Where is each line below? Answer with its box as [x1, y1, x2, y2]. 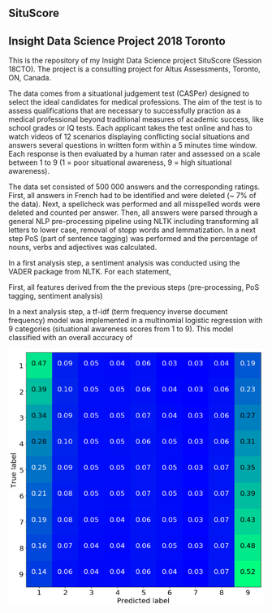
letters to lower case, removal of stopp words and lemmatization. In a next [8, 225, 256, 235]
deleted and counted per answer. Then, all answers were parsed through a [8, 208, 258, 218]
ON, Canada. [8, 73, 51, 83]
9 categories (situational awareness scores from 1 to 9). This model [8, 324, 234, 334]
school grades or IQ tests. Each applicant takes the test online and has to [8, 123, 253, 133]
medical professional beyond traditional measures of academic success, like [8, 114, 264, 124]
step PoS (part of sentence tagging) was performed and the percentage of [8, 234, 258, 244]
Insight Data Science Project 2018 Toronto [8, 34, 226, 48]
